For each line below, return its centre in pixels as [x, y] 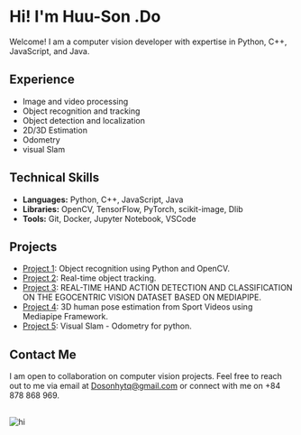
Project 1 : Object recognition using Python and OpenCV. [126, 269]
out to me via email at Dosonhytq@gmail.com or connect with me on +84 [145, 386]
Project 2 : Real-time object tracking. [89, 278]
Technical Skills [55, 178]
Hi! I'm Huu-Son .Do [85, 17]
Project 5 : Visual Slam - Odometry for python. [107, 326]
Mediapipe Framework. [65, 317]
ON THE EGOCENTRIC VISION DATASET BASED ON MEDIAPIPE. [141, 297]
